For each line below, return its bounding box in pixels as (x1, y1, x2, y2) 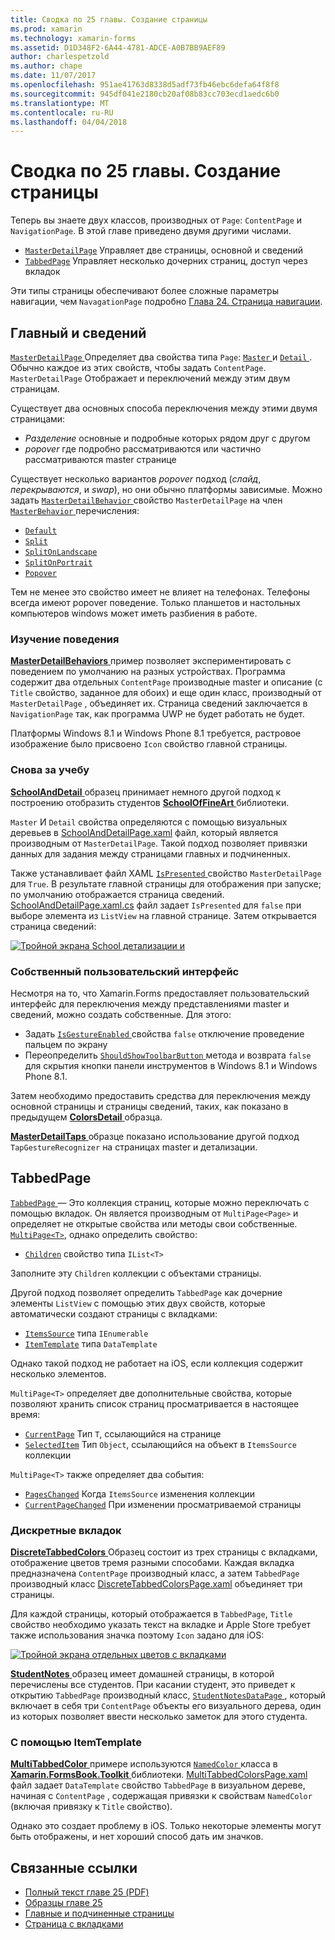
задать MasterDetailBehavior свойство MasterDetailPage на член (10, 494, 283, 506)
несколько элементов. (10, 1367, 107, 1380)
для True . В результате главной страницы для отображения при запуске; (10, 877, 322, 890)
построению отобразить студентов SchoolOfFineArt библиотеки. (10, 796, 290, 808)
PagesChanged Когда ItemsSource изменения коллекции (24, 1487, 256, 1500)
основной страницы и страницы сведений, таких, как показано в (10, 1100, 289, 1112)
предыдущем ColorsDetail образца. (10, 1111, 163, 1123)
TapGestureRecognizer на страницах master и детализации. (10, 1141, 258, 1153)
